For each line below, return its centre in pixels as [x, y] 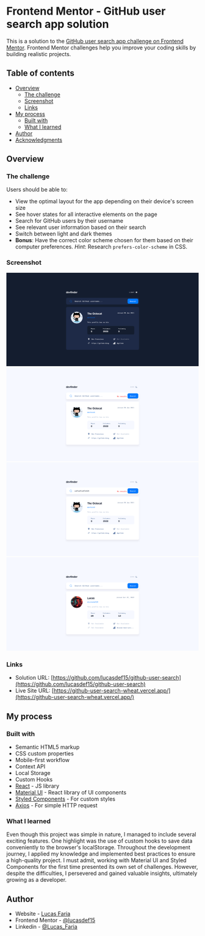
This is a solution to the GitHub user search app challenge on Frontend [95, 41]
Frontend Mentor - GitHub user [86, 11]
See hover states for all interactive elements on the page [86, 214]
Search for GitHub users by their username [69, 221]
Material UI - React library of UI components [71, 793]
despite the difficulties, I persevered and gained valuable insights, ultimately [102, 873]
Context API [30, 766]
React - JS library [37, 786]
